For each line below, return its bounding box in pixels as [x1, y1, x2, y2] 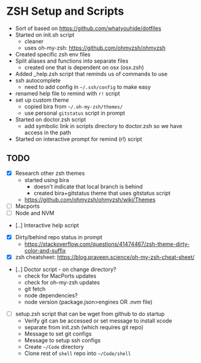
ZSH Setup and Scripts [6, 4, 124, 18]
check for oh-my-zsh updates [24, 279, 100, 286]
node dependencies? [24, 292, 78, 299]
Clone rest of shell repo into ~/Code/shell [24, 350, 131, 357]
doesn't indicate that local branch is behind [33, 183, 143, 190]
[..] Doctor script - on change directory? [15, 266, 116, 273]
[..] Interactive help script [15, 221, 80, 229]
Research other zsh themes [15, 169, 85, 177]
